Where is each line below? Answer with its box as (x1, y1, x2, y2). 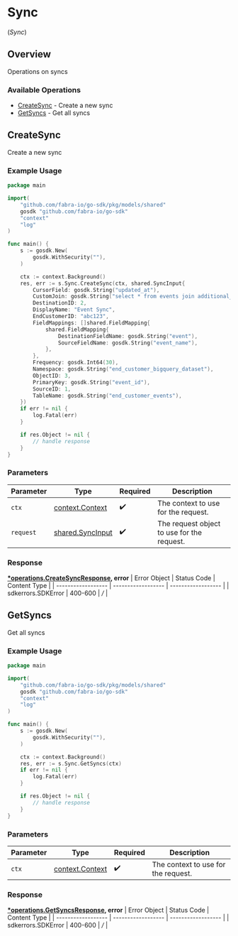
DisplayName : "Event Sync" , (33, 306, 115, 313)
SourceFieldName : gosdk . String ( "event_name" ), (57, 339, 198, 347)
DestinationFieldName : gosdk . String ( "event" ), (57, 332, 198, 339)
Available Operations (7, 85, 81, 94)
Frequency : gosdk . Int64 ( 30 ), (33, 359, 119, 366)
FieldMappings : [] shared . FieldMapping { (33, 319, 151, 327)
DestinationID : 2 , (33, 300, 87, 307)
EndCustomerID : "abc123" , (33, 313, 110, 320)
